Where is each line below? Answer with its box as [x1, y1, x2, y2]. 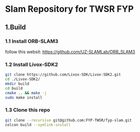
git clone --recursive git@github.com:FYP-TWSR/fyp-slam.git [5, 118, 132, 123]
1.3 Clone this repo [5, 106, 50, 113]
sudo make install [5, 95, 42, 100]
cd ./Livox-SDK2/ [5, 77, 40, 82]
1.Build [5, 23, 26, 31]
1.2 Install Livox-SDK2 [5, 61, 59, 68]
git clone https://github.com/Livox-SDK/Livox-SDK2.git [5, 72, 121, 77]
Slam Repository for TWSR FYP [5, 3, 134, 15]
